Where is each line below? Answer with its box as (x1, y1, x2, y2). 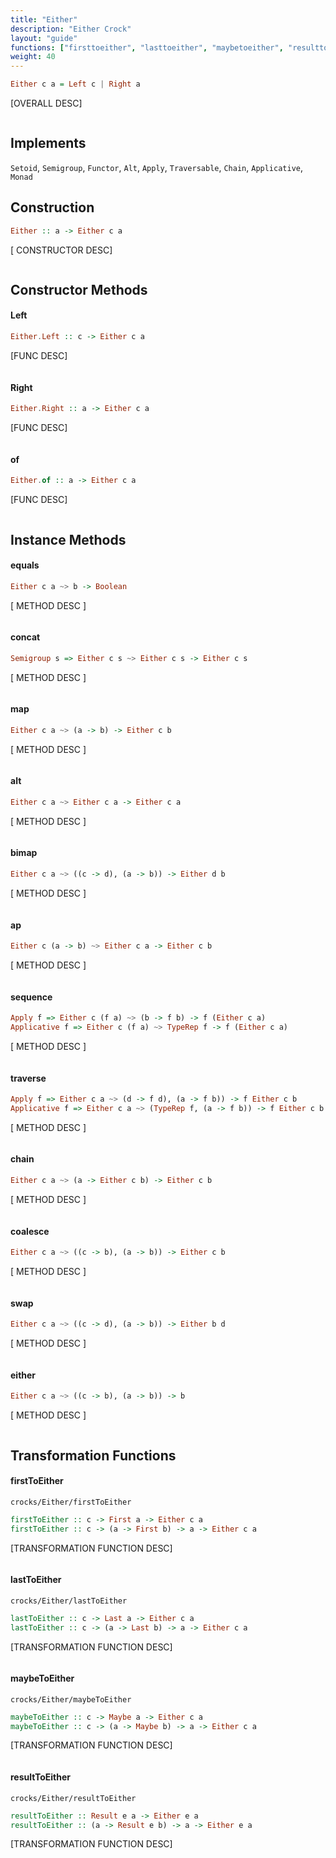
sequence (10, 991, 53, 1003)
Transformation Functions (10, 1447, 177, 1464)
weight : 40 (10, 52, 56, 62)
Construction (10, 199, 95, 216)
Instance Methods (10, 531, 127, 548)
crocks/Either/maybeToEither (10, 1694, 132, 1705)
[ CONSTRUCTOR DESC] (10, 244, 113, 256)
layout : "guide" (10, 33, 78, 43)
